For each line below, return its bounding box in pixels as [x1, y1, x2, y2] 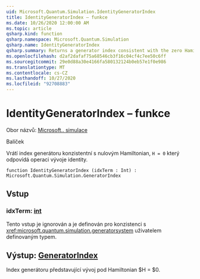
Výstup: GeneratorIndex [6, 250, 98, 260]
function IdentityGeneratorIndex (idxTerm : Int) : [6, 167, 137, 173]
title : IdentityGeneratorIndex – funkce [6, 14, 108, 20]
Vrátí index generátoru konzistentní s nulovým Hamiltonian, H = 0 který [6, 149, 180, 157]
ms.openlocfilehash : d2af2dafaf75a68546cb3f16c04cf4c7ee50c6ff [6, 53, 167, 59]
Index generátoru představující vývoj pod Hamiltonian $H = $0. [6, 266, 161, 274]
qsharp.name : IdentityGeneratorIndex [6, 42, 100, 48]
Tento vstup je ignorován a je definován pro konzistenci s [6, 220, 146, 228]
